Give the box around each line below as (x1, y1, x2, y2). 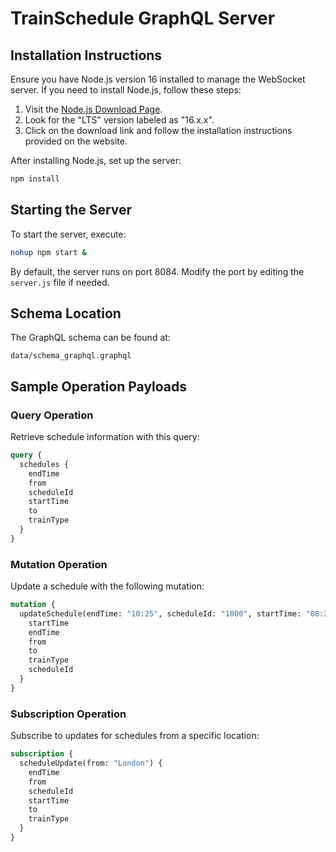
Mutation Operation (10, 557, 108, 571)
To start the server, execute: (10, 228, 127, 240)
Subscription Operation (10, 707, 127, 721)
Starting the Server (10, 202, 133, 219)
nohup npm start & (10, 247, 87, 257)
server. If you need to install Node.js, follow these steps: (10, 84, 242, 96)
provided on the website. (24, 135, 128, 147)
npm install (10, 174, 60, 184)
